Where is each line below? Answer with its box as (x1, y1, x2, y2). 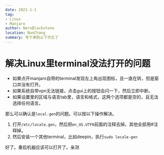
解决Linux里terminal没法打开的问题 (5, 58, 151, 70)
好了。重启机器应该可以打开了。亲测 (5, 144, 80, 150)
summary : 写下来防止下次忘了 (5, 35, 59, 40)
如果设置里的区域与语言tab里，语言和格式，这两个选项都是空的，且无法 (12, 94, 159, 100)
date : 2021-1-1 (5, 7, 37, 12)
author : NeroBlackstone (5, 26, 55, 31)
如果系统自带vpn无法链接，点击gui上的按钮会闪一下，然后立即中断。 (12, 87, 153, 93)
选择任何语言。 (12, 100, 43, 106)
